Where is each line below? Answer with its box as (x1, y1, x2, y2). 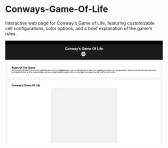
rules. (5, 30, 17, 36)
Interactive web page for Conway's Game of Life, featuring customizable (5, 20, 155, 26)
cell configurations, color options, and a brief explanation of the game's (5, 25, 152, 31)
